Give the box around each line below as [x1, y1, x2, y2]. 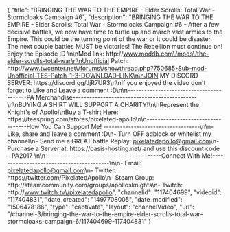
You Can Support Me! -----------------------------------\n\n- [41, 123, 214, 130]
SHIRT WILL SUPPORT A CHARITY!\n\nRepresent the [49, 101, 200, 108]
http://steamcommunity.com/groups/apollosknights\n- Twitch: [7, 181, 183, 189]
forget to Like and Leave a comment [7, 86, 109, 94]
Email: [124, 159, 142, 167]
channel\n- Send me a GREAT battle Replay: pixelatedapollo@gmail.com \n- [7, 137, 220, 145]
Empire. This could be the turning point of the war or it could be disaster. [7, 35, 213, 43]
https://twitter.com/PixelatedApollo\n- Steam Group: [7, 174, 154, 181]
